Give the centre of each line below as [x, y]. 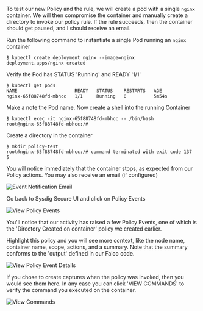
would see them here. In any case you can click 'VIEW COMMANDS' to [95, 284]
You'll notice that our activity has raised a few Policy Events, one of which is [101, 222]
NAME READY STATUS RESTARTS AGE [84, 91]
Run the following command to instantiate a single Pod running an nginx [96, 40]
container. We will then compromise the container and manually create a [97, 15]
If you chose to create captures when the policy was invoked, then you [95, 277]
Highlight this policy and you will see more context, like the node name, [96, 241]
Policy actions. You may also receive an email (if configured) [82, 175]
